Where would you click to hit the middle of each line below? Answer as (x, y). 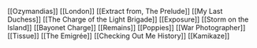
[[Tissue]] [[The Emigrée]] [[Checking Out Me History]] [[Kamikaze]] (119, 36)
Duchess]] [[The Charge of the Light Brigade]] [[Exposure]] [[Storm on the (128, 19)
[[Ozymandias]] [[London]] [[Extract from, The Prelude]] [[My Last (115, 11)
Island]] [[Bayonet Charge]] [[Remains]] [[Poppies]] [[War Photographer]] (127, 27)
